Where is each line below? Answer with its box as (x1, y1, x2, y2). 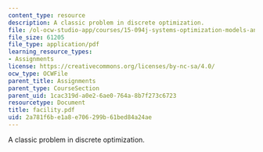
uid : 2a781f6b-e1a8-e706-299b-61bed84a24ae (8, 114, 153, 121)
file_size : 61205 (8, 33, 65, 42)
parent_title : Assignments (8, 77, 96, 85)
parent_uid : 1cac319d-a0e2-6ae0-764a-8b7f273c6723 (8, 92, 177, 100)
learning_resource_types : (8, 48, 92, 56)
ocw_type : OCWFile (8, 70, 68, 78)
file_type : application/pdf (8, 41, 100, 49)
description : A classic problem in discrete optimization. (8, 19, 205, 27)
